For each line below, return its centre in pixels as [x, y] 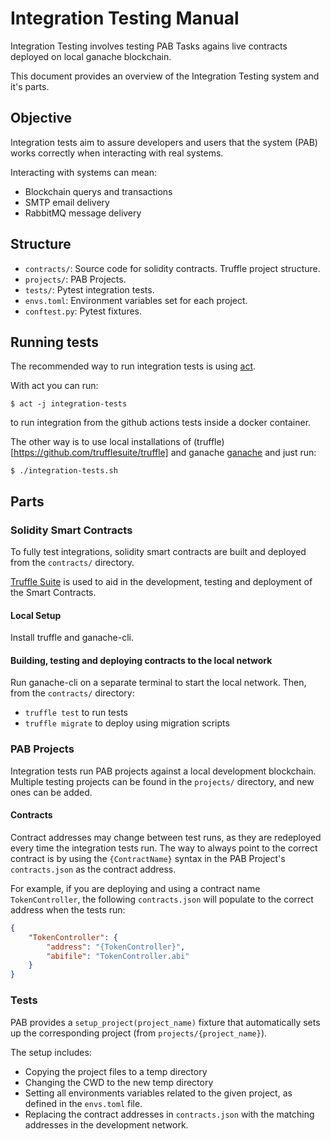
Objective [41, 118]
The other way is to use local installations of [101, 442]
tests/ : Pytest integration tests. [89, 289]
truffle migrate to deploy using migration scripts [127, 723]
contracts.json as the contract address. [93, 869]
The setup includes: [51, 1052]
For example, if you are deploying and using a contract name [135, 888]
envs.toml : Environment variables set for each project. [136, 300]
